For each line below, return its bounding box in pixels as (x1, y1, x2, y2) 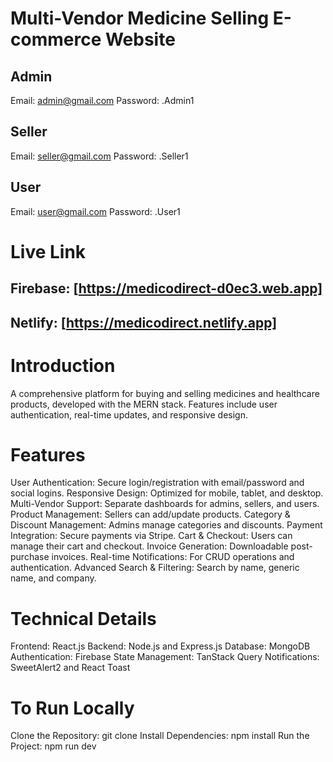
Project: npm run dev (10, 740, 97, 752)
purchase (10, 551, 50, 563)
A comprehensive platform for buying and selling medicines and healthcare (10, 387, 320, 399)
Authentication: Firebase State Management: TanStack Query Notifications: (10, 651, 320, 663)
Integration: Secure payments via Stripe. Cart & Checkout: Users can (10, 530, 293, 542)
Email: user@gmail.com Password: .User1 (10, 205, 181, 217)
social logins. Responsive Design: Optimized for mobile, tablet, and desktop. (10, 487, 324, 499)
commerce (10, 28, 102, 51)
